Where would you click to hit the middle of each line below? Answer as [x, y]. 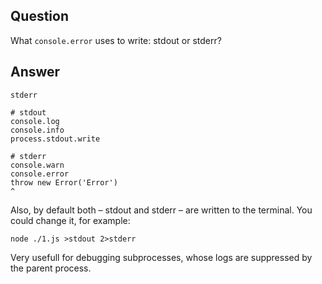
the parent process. [51, 268]
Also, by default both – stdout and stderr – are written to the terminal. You [161, 210]
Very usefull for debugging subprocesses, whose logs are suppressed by [161, 257]
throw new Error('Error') [64, 182]
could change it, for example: [70, 220]
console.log [35, 121]
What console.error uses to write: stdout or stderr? [116, 40]
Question [39, 16]
